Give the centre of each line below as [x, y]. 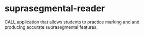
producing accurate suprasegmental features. [51, 27]
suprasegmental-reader [55, 9]
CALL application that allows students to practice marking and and [72, 22]
